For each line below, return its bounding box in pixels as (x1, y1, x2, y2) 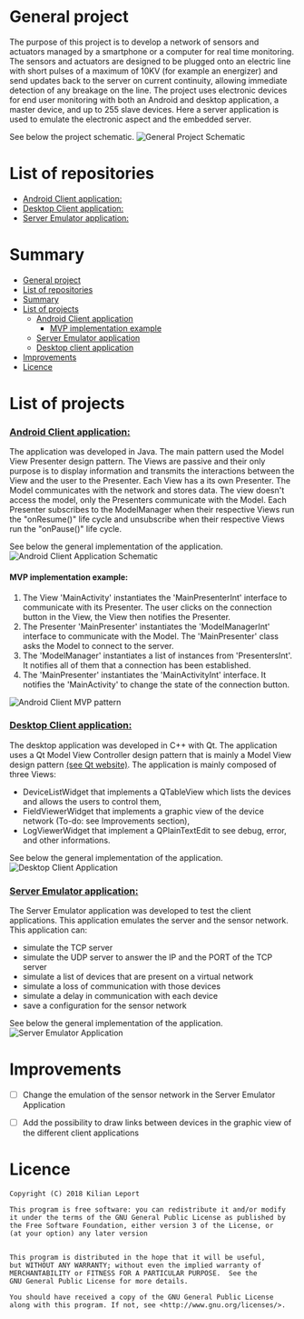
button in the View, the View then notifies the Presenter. (22, 611, 231, 622)
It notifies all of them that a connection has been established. (22, 659, 251, 670)
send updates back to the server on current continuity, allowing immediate (9, 75, 288, 85)
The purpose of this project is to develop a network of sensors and (9, 36, 260, 47)
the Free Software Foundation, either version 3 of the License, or (9, 1221, 274, 1231)
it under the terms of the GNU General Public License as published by (9, 1214, 286, 1223)
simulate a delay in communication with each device (22, 991, 219, 1002)
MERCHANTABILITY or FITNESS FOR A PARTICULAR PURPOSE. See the (9, 1269, 258, 1278)
